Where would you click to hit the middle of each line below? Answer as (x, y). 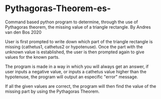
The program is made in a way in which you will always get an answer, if (77, 66)
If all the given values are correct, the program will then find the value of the (80, 86)
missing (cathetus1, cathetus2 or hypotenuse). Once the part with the (74, 47)
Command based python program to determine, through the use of (72, 22)
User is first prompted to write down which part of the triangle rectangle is (79, 41)
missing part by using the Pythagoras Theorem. (52, 91)
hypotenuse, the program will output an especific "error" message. (72, 77)
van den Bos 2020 (23, 32)
